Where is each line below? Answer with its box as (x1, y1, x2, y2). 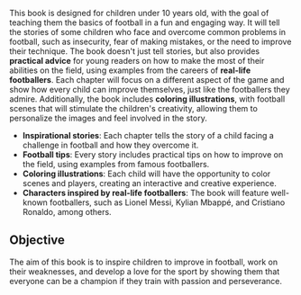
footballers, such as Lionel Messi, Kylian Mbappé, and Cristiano (49, 197, 286, 208)
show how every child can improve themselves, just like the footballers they (9, 85, 290, 94)
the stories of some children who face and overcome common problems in (9, 27, 287, 37)
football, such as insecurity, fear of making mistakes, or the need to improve (9, 36, 292, 47)
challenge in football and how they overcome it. (22, 139, 199, 150)
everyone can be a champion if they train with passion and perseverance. (9, 275, 282, 286)
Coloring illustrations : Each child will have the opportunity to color (22, 168, 271, 179)
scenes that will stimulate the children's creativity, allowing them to (9, 103, 259, 113)
